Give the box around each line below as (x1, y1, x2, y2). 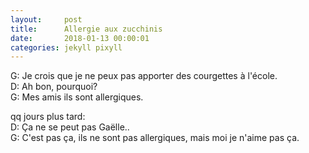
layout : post (10, 14, 83, 25)
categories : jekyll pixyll (10, 42, 123, 53)
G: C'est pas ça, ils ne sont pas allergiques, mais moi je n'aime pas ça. (10, 132, 300, 144)
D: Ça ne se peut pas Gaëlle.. (10, 121, 130, 133)
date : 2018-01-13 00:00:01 (10, 33, 150, 43)
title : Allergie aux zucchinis (10, 24, 163, 34)
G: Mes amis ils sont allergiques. (10, 91, 144, 103)
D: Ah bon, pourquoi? (10, 81, 98, 93)
